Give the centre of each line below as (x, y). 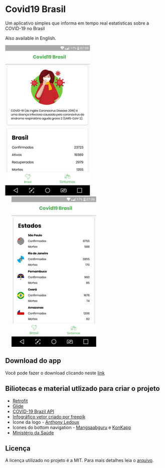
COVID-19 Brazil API (33, 411)
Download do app (33, 361)
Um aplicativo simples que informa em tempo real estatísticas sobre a (77, 23)
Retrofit (20, 401)
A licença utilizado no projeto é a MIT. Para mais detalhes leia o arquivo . (79, 460)
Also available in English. (31, 38)
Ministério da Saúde (33, 432)
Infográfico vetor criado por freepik (49, 416)
